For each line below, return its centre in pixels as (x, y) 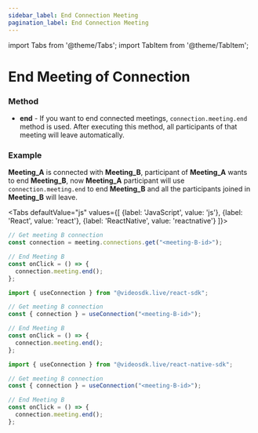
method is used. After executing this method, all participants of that (128, 126)
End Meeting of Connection (99, 76)
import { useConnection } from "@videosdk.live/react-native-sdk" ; (121, 364)
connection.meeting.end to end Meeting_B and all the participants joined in (129, 189)
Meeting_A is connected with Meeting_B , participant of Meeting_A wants (128, 173)
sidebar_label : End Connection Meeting (73, 15)
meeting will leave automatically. (72, 135)
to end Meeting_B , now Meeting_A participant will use (96, 180)
